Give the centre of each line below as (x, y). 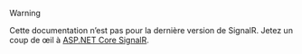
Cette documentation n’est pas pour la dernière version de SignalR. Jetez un (151, 30)
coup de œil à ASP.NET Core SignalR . (79, 40)
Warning (25, 13)
